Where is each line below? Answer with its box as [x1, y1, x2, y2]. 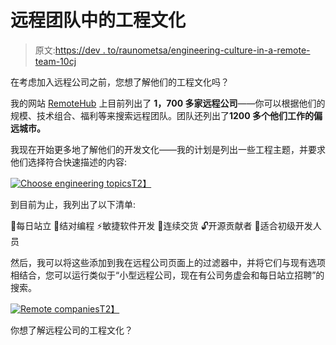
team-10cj [34, 55, 77, 67]
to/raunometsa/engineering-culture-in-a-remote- [107, 44, 311, 56]
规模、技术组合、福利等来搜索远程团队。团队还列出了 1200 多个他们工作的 [10, 109, 315, 121]
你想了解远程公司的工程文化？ [10, 324, 133, 336]
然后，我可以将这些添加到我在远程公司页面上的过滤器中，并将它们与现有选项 [10, 256, 326, 268]
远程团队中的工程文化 [10, 9, 187, 32]
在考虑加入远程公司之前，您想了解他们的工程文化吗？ [10, 76, 230, 88]
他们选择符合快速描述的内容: [10, 156, 128, 168]
